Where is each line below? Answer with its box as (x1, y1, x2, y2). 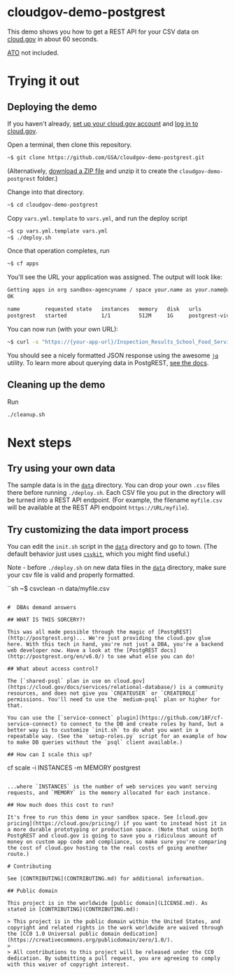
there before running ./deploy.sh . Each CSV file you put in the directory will (7, 489, 226, 497)
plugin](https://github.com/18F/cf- (116, 714, 224, 722)
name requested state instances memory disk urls (7, 306, 201, 313)
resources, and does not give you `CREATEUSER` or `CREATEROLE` (7, 690, 199, 697)
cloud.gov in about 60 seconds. (7, 34, 99, 43)
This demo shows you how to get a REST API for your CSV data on (7, 27, 199, 36)
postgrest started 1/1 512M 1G (7, 312, 173, 319)
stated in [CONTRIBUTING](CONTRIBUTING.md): (7, 906, 139, 913)
